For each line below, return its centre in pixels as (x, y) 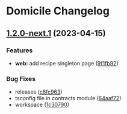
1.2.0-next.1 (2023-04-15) (56, 33)
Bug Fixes (21, 79)
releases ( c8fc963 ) (39, 92)
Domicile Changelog (58, 11)
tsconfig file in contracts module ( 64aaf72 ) (68, 98)
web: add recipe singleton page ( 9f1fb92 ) (67, 63)
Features (20, 50)
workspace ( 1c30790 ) (42, 105)
